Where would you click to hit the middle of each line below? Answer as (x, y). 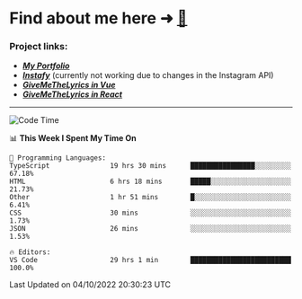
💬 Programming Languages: (58, 158)
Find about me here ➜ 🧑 (98, 18)
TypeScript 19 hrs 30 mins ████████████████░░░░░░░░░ (151, 166)
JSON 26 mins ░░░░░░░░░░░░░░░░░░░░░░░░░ (151, 229)
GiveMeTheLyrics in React (72, 94)
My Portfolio (46, 66)
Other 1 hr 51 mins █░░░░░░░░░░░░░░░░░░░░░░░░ (151, 198)
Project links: (39, 47)
